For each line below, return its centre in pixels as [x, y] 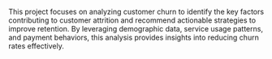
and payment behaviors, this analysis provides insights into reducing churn [134, 37]
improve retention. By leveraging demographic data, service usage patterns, [136, 29]
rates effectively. [37, 46]
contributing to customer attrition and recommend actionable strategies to [132, 20]
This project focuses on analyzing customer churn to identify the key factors [136, 12]
